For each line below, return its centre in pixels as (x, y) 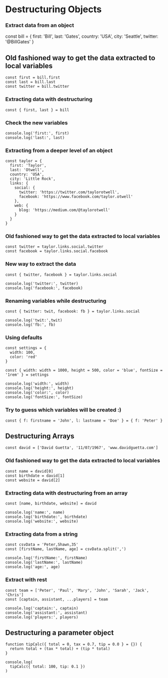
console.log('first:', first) (37, 133)
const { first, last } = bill (37, 110)
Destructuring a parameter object (60, 633)
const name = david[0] (29, 471)
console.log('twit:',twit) (34, 320)
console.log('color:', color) (37, 393)
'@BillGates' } (20, 42)
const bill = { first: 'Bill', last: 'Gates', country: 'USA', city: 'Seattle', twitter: (82, 36)
